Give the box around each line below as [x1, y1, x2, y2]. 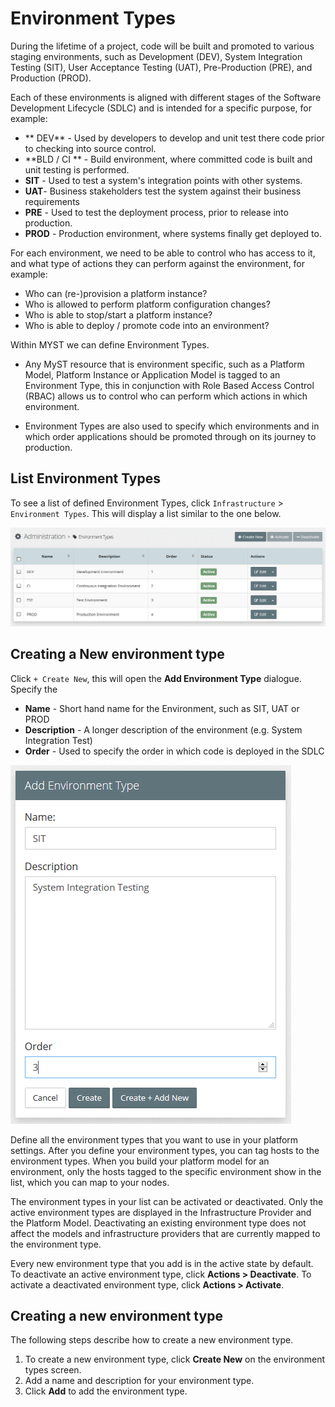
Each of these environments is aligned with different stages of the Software [10, 91, 322, 103]
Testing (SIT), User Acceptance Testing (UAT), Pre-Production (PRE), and [10, 61, 313, 73]
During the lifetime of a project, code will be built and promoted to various [10, 40, 315, 52]
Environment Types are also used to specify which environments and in [24, 420, 320, 432]
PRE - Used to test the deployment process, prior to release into [24, 206, 289, 218]
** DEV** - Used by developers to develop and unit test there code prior [24, 132, 325, 144]
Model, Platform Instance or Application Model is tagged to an [24, 368, 281, 381]
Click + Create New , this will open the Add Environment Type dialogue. [10, 672, 302, 684]
